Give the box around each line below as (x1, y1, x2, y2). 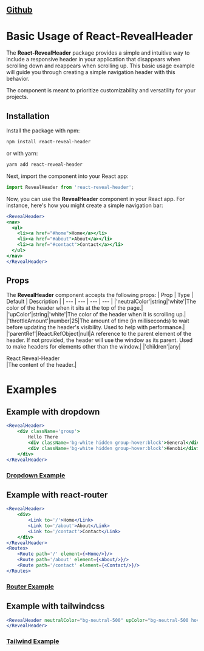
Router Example (6, 582, 55, 591)
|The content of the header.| (6, 361, 77, 369)
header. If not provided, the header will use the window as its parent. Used (6, 336, 193, 344)
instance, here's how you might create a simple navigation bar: (6, 202, 163, 209)
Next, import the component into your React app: (6, 172, 129, 180)
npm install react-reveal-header (6, 139, 91, 145)
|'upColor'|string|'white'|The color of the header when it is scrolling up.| (6, 311, 186, 318)
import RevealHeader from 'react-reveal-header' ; (6, 184, 135, 190)
